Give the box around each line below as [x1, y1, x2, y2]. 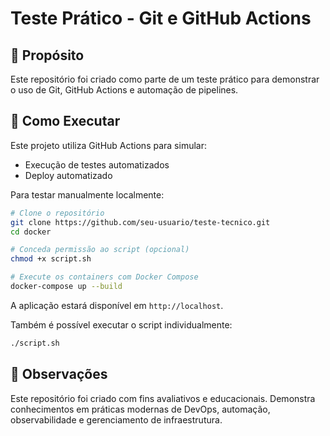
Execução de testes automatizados [24, 158, 170, 171]
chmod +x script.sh [10, 254, 92, 264]
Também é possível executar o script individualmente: [10, 318, 233, 331]
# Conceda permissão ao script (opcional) [10, 245, 190, 255]
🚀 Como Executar [10, 113, 121, 130]
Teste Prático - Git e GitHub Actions [10, 7, 312, 30]
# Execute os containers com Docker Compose [10, 272, 199, 282]
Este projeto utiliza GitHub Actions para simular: [10, 139, 207, 151]
